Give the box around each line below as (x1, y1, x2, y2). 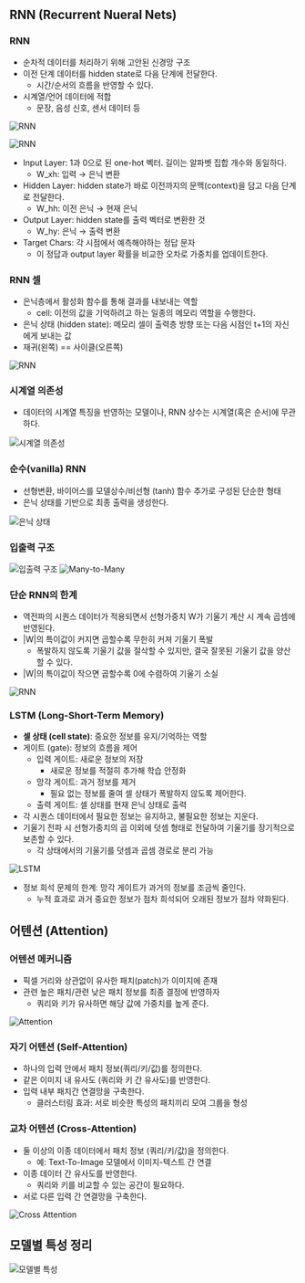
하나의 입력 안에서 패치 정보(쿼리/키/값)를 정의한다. (22, 1063, 203, 1074)
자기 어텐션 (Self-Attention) (9, 1041, 128, 1054)
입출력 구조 (9, 541, 56, 553)
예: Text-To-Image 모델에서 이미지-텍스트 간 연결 (36, 1156, 212, 1167)
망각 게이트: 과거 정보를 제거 (36, 776, 137, 788)
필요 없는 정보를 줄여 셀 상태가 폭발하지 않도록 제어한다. (49, 788, 248, 799)
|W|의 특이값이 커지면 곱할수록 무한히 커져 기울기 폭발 (22, 634, 214, 645)
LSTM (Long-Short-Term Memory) (9, 710, 165, 722)
